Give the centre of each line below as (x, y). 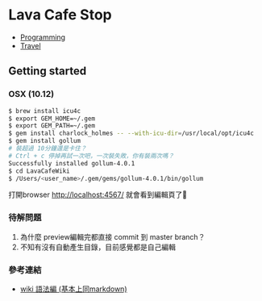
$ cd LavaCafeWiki (39, 171)
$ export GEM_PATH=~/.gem (52, 126)
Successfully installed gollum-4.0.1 (72, 163)
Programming (43, 37)
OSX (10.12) (31, 94)
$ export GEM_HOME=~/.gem (52, 119)
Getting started (48, 71)
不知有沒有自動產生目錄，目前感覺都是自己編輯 (98, 247)
